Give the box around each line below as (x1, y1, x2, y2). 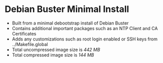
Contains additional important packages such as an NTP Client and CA (12, 25, 158, 31)
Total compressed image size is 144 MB (12, 51, 94, 58)
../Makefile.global (12, 41, 48, 47)
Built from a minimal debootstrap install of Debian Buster (12, 20, 129, 26)
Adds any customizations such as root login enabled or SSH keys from (12, 36, 157, 42)
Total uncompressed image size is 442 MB (12, 46, 101, 52)
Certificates (12, 30, 37, 36)
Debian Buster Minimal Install (5, 3, 129, 15)
